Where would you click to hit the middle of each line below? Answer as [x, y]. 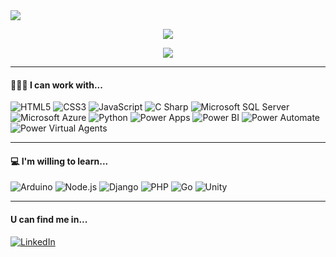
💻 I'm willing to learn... [59, 161]
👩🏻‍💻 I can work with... [56, 85]
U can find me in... [49, 219]
